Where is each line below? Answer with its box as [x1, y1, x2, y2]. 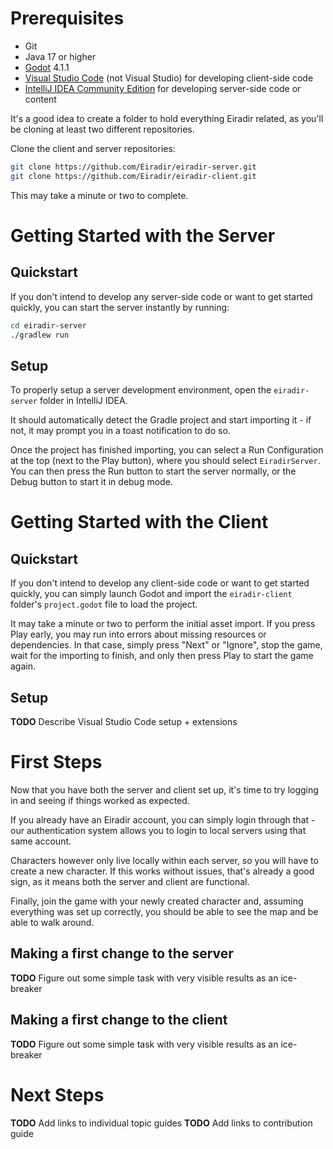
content [24, 93, 57, 105]
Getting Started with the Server [10, 224, 276, 247]
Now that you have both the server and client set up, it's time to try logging [10, 784, 319, 796]
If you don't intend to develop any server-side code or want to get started [10, 290, 313, 302]
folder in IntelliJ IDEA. [39, 395, 128, 407]
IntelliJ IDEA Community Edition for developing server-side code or [24, 82, 302, 94]
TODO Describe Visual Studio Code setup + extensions [10, 716, 238, 728]
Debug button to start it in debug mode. [10, 476, 173, 488]
